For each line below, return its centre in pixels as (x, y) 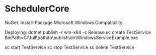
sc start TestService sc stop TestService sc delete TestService (69, 47)
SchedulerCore (37, 9)
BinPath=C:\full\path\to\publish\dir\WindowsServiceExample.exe (71, 37)
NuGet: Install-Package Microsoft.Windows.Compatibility (64, 22)
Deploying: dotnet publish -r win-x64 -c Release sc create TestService (78, 32)
